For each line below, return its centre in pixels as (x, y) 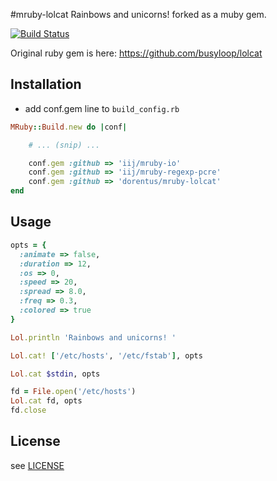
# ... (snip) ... (64, 145)
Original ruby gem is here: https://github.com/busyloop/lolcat (136, 53)
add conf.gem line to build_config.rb (102, 108)
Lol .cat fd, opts (46, 401)
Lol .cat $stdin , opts (55, 374)
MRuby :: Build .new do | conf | (69, 127)
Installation (46, 84)
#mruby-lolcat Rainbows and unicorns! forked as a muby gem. (138, 14)
